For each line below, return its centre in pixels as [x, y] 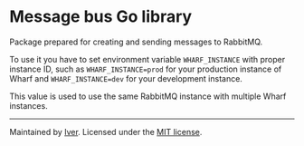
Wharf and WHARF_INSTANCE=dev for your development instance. [126, 78]
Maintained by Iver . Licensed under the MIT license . [106, 131]
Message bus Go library [101, 17]
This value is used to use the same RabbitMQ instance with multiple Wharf [148, 96]
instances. [28, 105]
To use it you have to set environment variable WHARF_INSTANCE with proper [147, 59]
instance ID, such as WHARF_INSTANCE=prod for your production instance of [146, 69]
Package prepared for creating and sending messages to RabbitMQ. [136, 42]
